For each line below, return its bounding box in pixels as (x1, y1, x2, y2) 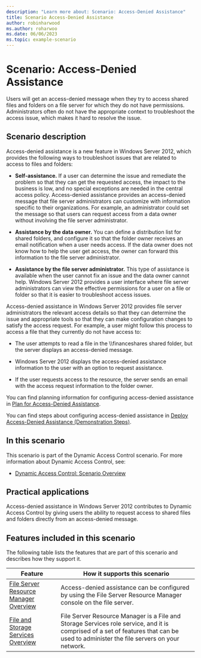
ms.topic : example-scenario (6, 37, 77, 43)
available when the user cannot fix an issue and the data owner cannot (14, 271, 190, 279)
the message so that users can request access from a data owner (14, 210, 177, 217)
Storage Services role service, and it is (60, 620, 169, 628)
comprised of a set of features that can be (60, 627, 179, 635)
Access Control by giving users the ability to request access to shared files (6, 509, 191, 516)
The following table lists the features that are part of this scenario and (6, 549, 178, 556)
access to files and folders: (6, 160, 73, 168)
